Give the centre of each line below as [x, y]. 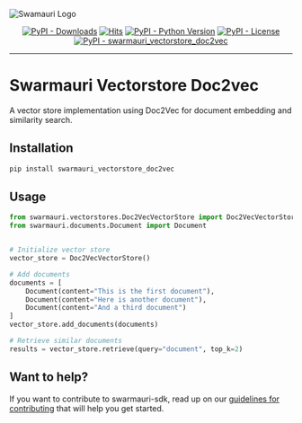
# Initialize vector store [60, 250]
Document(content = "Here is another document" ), [116, 300]
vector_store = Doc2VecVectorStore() [80, 259]
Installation [41, 148]
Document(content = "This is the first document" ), [120, 291]
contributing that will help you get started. [87, 408]
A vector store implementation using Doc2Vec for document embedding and [151, 110]
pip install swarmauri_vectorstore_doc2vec [92, 169]
